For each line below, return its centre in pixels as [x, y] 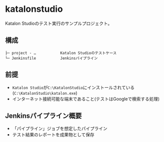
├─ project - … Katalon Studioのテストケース [61, 53]
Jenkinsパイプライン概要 [44, 116]
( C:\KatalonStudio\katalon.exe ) [45, 93]
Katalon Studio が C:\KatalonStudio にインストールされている [73, 87]
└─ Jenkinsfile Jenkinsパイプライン [51, 58]
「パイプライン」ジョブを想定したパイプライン [60, 129]
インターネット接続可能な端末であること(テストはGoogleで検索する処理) [86, 99]
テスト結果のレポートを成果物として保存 [53, 135]
